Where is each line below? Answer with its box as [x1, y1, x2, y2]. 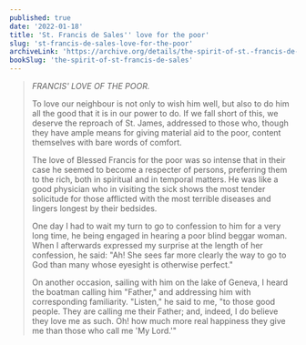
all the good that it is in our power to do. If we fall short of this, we [31, 108, 279, 118]
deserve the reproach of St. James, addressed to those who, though [31, 117, 289, 128]
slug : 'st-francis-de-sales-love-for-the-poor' [9, 38, 194, 48]
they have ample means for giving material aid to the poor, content [31, 127, 281, 137]
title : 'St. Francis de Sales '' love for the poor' [9, 30, 209, 39]
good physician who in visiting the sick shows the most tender [31, 184, 266, 194]
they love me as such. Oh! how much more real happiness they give [31, 316, 286, 326]
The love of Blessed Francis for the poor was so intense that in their [31, 155, 286, 165]
